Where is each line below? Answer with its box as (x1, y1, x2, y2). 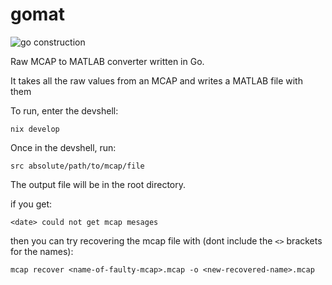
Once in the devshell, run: (10, 141, 117, 153)
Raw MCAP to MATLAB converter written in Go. (10, 55, 205, 67)
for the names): (10, 245, 74, 257)
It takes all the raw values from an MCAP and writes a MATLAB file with (10, 74, 303, 87)
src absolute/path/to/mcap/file (10, 161, 145, 171)
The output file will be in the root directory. (10, 178, 187, 190)
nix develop (10, 124, 60, 134)
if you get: (10, 198, 53, 210)
